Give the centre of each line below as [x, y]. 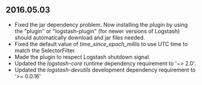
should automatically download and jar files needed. [79, 37]
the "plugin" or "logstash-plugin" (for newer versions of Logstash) [97, 31]
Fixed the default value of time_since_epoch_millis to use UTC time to [101, 44]
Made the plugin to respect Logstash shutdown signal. [82, 56]
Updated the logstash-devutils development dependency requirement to [105, 70]
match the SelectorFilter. [45, 50]
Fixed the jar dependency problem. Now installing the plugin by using [101, 24]
